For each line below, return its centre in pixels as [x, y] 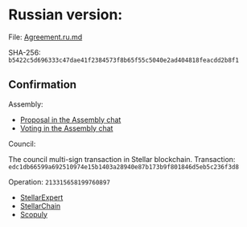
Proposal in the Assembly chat [70, 120]
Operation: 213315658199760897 [60, 181]
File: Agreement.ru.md [45, 37]
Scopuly [34, 214]
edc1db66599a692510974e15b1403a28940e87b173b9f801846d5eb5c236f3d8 [124, 167]
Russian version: [66, 15]
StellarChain [40, 205]
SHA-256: [25, 52]
